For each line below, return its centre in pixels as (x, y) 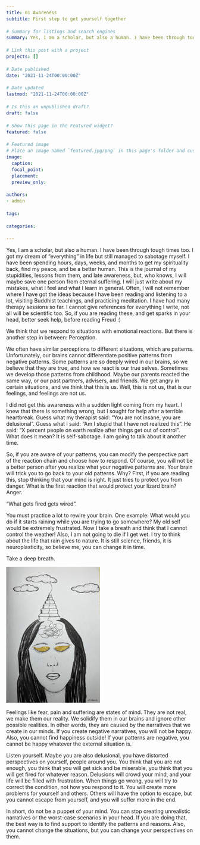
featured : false (26, 132)
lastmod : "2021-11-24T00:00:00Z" (48, 94)
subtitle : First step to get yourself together (66, 19)
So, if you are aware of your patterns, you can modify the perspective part (97, 454)
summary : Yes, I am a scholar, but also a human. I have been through (96, 38)
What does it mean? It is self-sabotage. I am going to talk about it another (96, 436)
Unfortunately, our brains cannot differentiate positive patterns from (89, 356)
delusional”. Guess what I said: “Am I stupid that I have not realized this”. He (99, 424)
